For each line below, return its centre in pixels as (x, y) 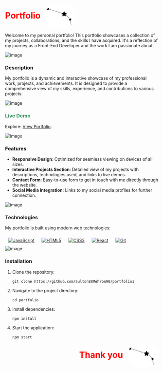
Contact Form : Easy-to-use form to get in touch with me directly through (85, 180)
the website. (25, 185)
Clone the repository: (33, 272)
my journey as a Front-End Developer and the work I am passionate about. (80, 46)
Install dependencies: (34, 309)
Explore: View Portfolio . (28, 126)
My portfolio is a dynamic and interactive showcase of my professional (76, 78)
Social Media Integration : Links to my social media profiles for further (82, 190)
